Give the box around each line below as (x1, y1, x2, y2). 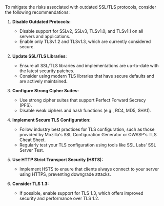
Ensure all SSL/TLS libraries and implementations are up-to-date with (19, 63, 159, 68)
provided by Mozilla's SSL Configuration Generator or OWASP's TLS (19, 132, 157, 137)
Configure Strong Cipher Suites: (12, 88, 79, 93)
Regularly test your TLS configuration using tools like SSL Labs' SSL (19, 142, 156, 148)
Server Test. (19, 147, 44, 153)
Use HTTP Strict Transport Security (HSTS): (12, 157, 103, 163)
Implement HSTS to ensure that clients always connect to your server (19, 166, 159, 172)
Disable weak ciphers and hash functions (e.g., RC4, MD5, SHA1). (19, 107, 151, 113)
